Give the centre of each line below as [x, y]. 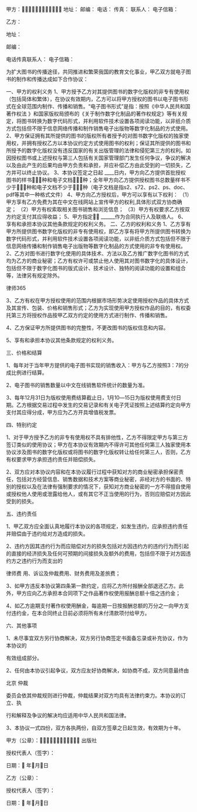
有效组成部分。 [24, 658]
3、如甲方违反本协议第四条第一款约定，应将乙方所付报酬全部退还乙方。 [92, 586]
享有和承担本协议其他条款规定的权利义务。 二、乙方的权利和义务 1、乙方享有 [98, 224]
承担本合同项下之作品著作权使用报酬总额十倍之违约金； [113, 593]
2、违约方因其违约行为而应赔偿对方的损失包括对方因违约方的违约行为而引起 [98, 546]
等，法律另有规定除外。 [34, 275]
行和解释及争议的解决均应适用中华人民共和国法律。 [68, 715]
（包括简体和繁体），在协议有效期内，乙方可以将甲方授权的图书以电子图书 [95, 99]
